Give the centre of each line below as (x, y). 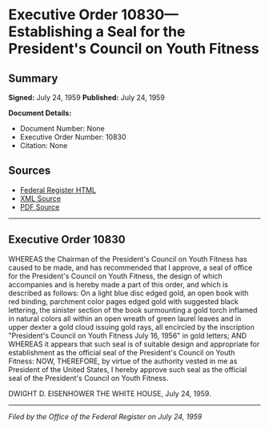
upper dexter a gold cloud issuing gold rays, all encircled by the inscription (131, 327)
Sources (30, 171)
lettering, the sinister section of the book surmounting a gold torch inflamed (133, 310)
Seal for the (146, 32)
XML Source (40, 198)
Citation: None (44, 145)
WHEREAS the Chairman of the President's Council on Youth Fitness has (128, 259)
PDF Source (40, 206)
